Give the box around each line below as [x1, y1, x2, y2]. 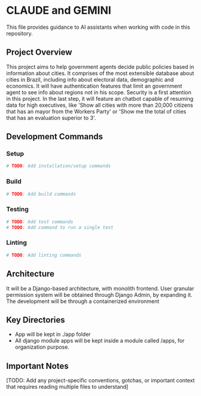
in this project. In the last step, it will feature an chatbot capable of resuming [6, 95, 194, 102]
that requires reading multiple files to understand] [6, 383, 129, 391]
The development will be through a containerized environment [6, 298, 160, 305]
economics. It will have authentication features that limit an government [6, 82, 182, 89]
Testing [6, 205, 29, 214]
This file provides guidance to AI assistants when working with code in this [6, 23, 190, 31]
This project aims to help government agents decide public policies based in [6, 63, 194, 70]
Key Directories [6, 314, 65, 325]
